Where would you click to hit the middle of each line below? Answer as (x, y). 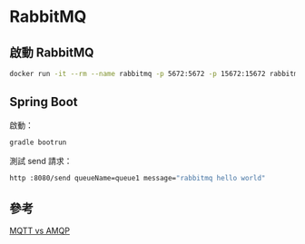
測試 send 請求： (41, 161)
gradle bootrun (38, 142)
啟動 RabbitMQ (52, 52)
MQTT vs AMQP (40, 231)
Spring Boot (44, 102)
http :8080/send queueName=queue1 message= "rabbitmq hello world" (138, 178)
